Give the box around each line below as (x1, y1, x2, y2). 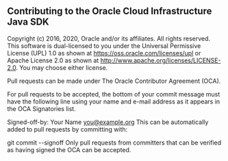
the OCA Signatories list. (7, 104, 77, 112)
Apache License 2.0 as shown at (7, 56, 99, 64)
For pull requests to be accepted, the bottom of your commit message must (7, 90, 220, 98)
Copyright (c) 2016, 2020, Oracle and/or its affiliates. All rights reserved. (7, 34, 211, 42)
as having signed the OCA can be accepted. (7, 145, 131, 153)
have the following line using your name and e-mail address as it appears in (7, 97, 220, 106)
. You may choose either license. (16, 63, 108, 71)
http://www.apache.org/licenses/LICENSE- (100, 56, 221, 64)
